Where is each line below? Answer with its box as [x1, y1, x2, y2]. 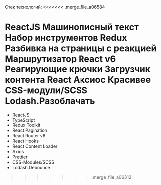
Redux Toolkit [12, 122, 41, 128]
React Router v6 [12, 132, 46, 138]
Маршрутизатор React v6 [5, 53, 116, 64]
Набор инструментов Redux [5, 32, 127, 44]
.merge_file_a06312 [91, 174, 132, 180]
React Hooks [12, 138, 39, 144]
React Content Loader [12, 143, 58, 149]
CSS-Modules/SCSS [12, 159, 55, 165]
